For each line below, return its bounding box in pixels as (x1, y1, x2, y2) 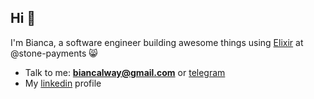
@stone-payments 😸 (10, 47, 98, 59)
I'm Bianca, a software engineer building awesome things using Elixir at (10, 36, 304, 48)
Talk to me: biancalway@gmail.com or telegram (24, 66, 226, 78)
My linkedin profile (24, 77, 102, 89)
